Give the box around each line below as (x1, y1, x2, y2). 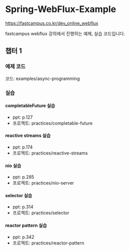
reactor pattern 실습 (5, 222, 47, 228)
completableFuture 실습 (5, 103, 55, 109)
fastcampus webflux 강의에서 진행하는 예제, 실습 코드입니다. (5, 30, 125, 36)
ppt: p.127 (12, 114, 33, 120)
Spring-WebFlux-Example (5, 4, 116, 15)
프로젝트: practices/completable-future (12, 120, 93, 126)
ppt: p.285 (12, 174, 34, 180)
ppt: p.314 (12, 204, 34, 210)
